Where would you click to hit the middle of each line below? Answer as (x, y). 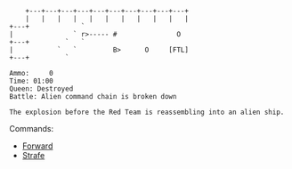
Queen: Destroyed (41, 89)
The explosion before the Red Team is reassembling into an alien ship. (147, 112)
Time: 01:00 (31, 81)
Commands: (32, 129)
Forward (37, 146)
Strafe (33, 155)
